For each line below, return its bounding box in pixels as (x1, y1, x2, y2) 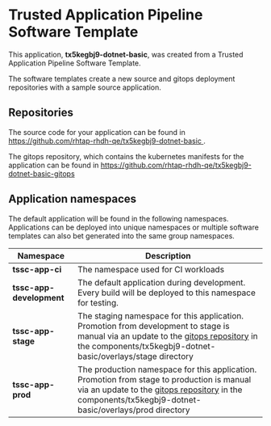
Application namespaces (8, 192, 137, 206)
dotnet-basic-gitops (8, 168, 75, 179)
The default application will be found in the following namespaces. (8, 213, 229, 223)
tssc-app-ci (12, 264, 62, 275)
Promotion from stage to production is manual (77, 373, 252, 385)
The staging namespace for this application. (77, 310, 244, 321)
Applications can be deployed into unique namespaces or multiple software (8, 222, 260, 232)
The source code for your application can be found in (8, 127, 186, 137)
